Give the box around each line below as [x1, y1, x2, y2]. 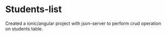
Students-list [5, 4, 62, 15]
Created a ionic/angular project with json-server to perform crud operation [5, 20, 161, 26]
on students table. [5, 25, 43, 31]
